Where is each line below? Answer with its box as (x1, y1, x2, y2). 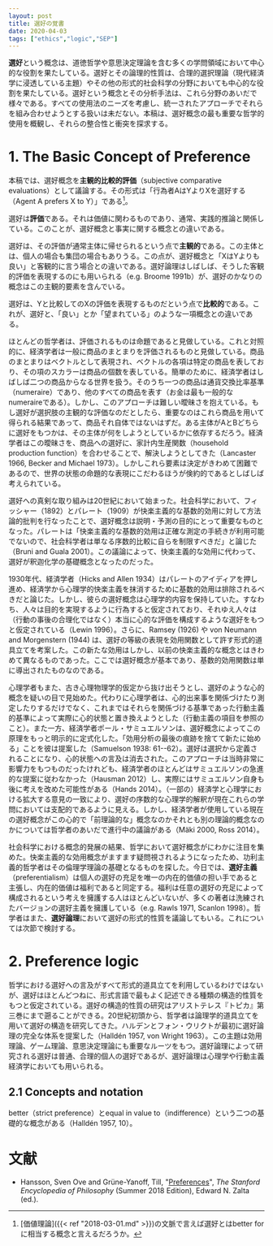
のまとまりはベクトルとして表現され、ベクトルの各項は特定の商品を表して (8, 357, 258, 366)
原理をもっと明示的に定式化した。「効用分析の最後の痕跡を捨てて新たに (8, 733, 247, 743)
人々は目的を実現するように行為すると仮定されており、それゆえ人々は (22, 604, 258, 614)
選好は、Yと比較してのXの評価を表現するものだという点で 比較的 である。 (8, 298, 253, 309)
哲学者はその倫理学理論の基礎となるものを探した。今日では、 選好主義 (22, 862, 258, 872)
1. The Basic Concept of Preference (8, 148, 251, 167)
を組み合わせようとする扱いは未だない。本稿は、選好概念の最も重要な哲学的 (8, 109, 265, 119)
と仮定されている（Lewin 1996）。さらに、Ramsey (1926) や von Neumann (8, 625, 258, 634)
